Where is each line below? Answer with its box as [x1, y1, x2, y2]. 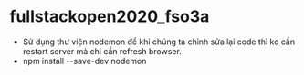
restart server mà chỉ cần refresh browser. [22, 45, 183, 56]
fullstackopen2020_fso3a [9, 6, 210, 27]
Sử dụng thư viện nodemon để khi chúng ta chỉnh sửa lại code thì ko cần [22, 36, 295, 47]
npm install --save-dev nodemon [22, 55, 147, 66]
